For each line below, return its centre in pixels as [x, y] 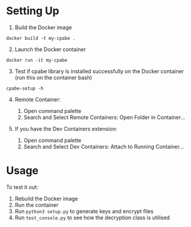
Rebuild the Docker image [46, 198]
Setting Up [33, 11]
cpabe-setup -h [25, 88]
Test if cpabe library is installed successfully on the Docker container [99, 71]
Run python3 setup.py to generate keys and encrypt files [84, 211]
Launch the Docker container [50, 49]
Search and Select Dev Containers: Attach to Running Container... [104, 146]
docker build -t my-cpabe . [41, 38]
